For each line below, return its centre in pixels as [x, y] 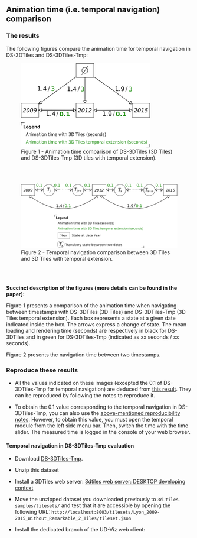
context [24, 488]
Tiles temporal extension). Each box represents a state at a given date [91, 318]
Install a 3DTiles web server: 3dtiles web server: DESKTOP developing [100, 482]
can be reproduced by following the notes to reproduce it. [85, 396]
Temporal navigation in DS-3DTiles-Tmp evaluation [70, 445]
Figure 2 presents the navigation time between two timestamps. [83, 355]
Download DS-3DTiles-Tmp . [49, 459]
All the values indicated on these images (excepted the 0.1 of [88, 383]
